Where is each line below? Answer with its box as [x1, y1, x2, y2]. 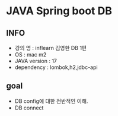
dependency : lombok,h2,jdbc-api [14, 64, 98, 71]
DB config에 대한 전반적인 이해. [14, 97, 88, 105]
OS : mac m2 [14, 51, 47, 58]
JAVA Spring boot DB [6, 4, 113, 18]
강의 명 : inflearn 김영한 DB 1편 [14, 45, 87, 51]
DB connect [14, 104, 44, 111]
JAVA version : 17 [14, 58, 58, 64]
